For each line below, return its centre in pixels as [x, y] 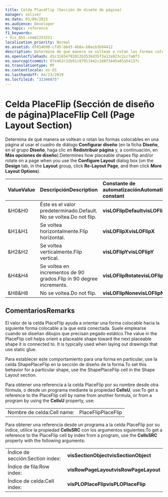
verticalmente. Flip [61, 252]
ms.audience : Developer [30, 24]
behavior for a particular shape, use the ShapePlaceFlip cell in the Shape [80, 370]
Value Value [21, 189]
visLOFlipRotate [121, 275]
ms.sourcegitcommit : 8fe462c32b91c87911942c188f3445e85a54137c [72, 61]
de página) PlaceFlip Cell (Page [70, 115]
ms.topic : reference [27, 28]
